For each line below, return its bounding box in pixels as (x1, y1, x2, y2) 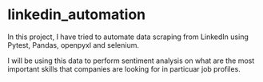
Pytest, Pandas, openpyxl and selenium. (7, 40, 139, 49)
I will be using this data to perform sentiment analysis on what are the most (7, 56, 255, 65)
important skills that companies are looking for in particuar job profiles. (7, 64, 241, 73)
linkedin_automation (7, 6, 145, 24)
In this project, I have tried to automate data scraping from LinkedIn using (7, 32, 249, 41)
